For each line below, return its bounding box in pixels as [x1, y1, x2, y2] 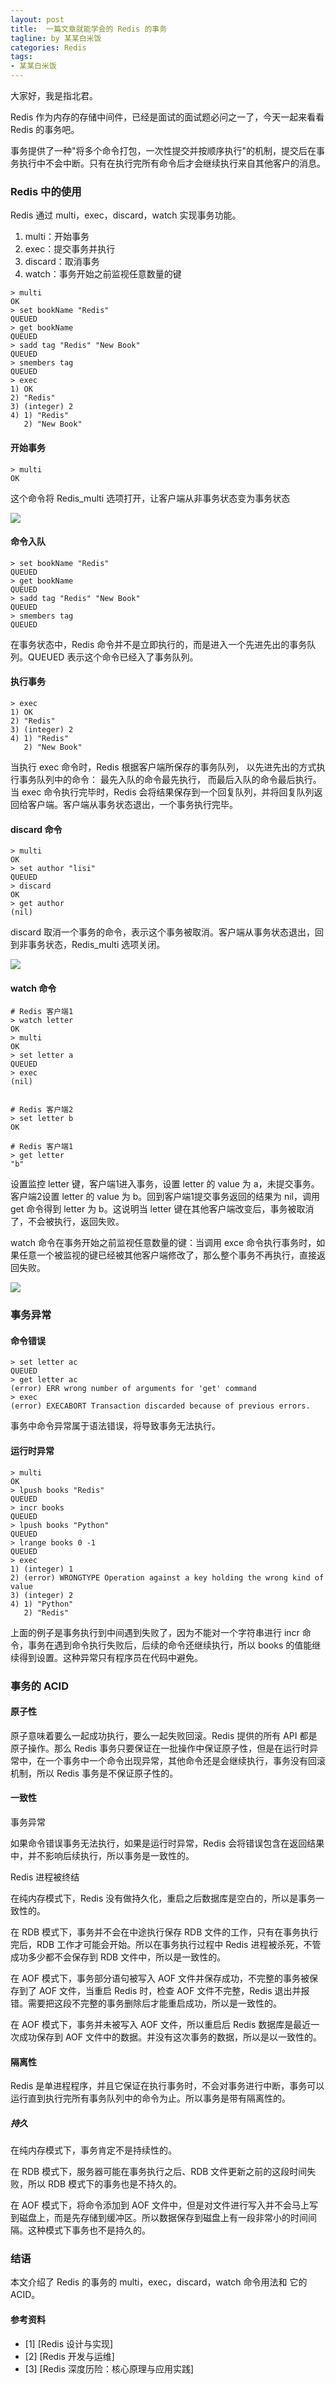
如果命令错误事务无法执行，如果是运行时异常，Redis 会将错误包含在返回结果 [10, 1837, 325, 1849]
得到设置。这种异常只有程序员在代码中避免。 [18, 1651, 203, 1663]
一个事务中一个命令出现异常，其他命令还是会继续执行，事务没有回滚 [44, 1754, 326, 1766]
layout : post [10, 14, 65, 25]
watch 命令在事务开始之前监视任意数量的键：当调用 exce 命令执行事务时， [10, 1237, 317, 1249]
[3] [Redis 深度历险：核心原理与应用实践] [24, 2362, 195, 2375]
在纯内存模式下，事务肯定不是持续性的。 [10, 2144, 177, 2156]
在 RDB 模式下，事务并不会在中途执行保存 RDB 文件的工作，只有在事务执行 [10, 1926, 319, 1938]
